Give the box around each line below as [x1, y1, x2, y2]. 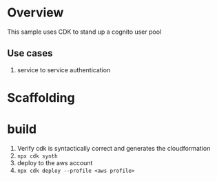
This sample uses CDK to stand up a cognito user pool [7, 28, 162, 36]
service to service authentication [17, 65, 111, 74]
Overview [7, 5, 64, 21]
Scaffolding [7, 89, 75, 105]
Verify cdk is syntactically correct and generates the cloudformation [17, 144, 211, 152]
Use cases [7, 47, 53, 59]
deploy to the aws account [17, 158, 93, 167]
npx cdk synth [17, 153, 58, 160]
